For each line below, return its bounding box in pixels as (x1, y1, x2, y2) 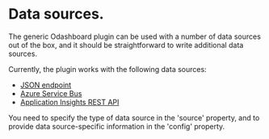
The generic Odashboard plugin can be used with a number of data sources (8, 32, 261, 41)
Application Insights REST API (19, 97, 120, 107)
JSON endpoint (19, 80, 72, 90)
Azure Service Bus (19, 88, 82, 98)
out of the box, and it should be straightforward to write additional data (8, 40, 244, 49)
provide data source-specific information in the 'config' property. (8, 121, 225, 131)
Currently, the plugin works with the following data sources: (8, 64, 208, 74)
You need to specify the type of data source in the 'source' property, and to (8, 112, 260, 122)
